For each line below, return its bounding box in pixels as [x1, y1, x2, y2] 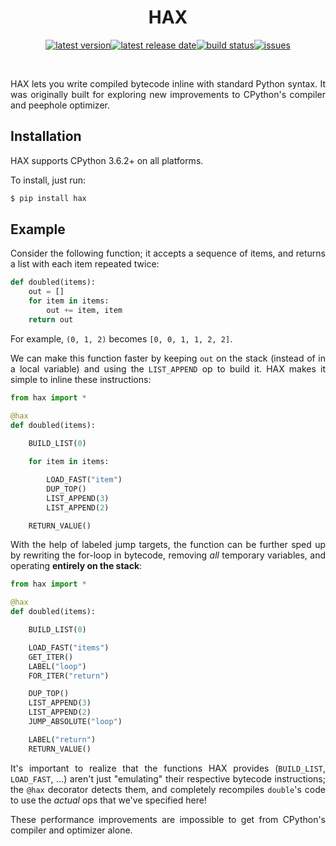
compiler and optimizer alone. [10, 824, 133, 836]
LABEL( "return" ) [28, 734, 97, 745]
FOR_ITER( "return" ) [28, 671, 110, 681]
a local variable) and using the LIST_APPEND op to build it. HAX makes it [10, 362, 326, 375]
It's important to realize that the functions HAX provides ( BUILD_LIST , [10, 762, 326, 774]
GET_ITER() [28, 652, 74, 662]
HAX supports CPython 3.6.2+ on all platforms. [10, 154, 204, 166]
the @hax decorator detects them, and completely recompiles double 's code [10, 783, 326, 795]
